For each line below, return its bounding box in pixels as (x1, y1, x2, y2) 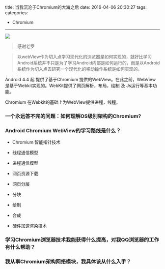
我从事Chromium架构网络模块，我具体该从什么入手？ (5, 258, 132, 265)
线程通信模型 (12, 149, 38, 156)
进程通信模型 (12, 160, 38, 166)
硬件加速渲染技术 (12, 223, 47, 229)
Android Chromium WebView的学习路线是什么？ (5, 127, 121, 134)
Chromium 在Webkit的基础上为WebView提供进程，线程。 (5, 99, 121, 105)
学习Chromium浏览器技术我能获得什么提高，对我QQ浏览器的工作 (5, 237, 160, 243)
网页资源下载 (12, 171, 38, 177)
